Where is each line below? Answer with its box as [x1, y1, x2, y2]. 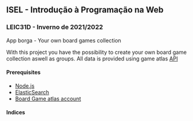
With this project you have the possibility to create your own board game [6, 48, 187, 56]
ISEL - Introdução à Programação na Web [6, 5, 164, 15]
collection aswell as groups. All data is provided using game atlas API [6, 54, 178, 62]
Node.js [14, 82, 35, 90]
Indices [6, 109, 25, 116]
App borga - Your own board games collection [6, 36, 122, 44]
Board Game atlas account [14, 95, 81, 102]
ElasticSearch [14, 88, 49, 96]
